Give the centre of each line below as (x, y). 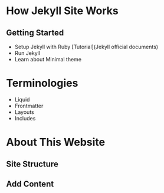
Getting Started (35, 33)
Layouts (24, 112)
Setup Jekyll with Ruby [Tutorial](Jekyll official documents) (86, 47)
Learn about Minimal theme (48, 59)
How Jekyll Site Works (63, 11)
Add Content (30, 184)
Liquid (22, 99)
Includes (25, 118)
